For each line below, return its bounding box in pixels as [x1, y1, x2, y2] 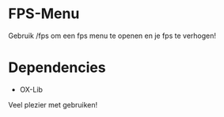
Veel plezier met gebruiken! [8, 100, 98, 109]
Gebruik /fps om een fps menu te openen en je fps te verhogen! [8, 31, 216, 40]
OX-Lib [19, 85, 44, 94]
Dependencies [8, 58, 106, 77]
